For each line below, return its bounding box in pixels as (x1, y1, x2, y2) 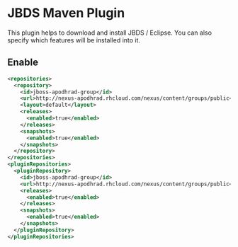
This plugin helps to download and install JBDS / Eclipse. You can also (7, 28, 212, 37)
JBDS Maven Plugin (7, 5, 125, 21)
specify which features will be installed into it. (7, 35, 140, 44)
